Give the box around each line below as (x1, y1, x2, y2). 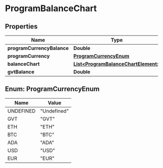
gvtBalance (7, 68, 35, 75)
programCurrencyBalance (7, 45, 69, 51)
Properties (5, 22, 38, 31)
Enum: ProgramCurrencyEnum (5, 85, 100, 93)
